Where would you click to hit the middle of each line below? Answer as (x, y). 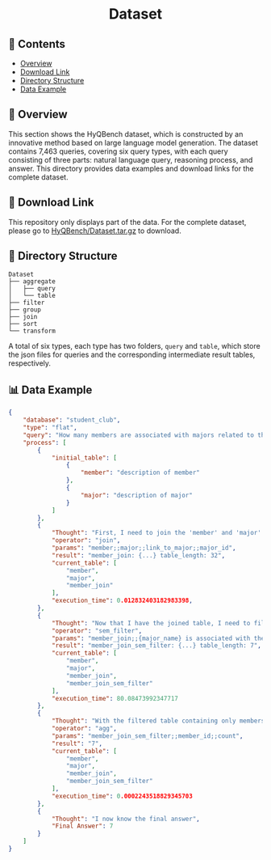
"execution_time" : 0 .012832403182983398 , (122, 601)
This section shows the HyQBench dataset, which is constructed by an (126, 133)
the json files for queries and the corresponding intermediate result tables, (132, 355)
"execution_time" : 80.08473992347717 (115, 698)
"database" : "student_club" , (72, 420)
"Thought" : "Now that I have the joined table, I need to (151, 623)
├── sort (23, 324)
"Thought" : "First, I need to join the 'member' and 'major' (156, 533)
